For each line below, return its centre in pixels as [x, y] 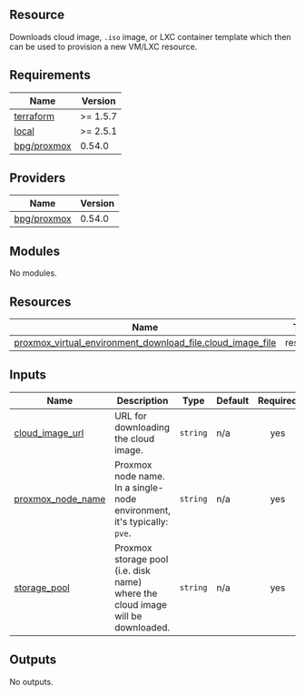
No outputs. [31, 681]
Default [233, 400]
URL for [131, 416]
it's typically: [142, 521]
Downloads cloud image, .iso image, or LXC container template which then [151, 36]
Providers [38, 178]
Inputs [28, 375]
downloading [143, 427]
